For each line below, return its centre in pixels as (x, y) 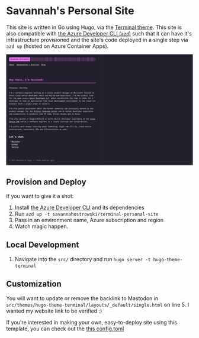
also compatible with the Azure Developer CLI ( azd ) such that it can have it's (99, 33)
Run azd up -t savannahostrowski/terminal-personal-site (86, 213)
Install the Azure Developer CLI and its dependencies (80, 207)
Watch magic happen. (41, 226)
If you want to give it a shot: (40, 196)
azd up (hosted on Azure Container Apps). (57, 46)
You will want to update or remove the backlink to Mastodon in (82, 298)
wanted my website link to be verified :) (54, 311)
